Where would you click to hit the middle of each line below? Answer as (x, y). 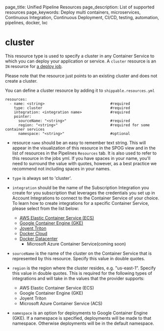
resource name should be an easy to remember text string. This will (79, 143)
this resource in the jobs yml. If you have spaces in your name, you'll (81, 158)
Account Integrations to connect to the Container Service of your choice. (86, 198)
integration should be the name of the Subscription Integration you (81, 187)
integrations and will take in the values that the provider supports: (78, 278)
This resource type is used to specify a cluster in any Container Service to (80, 56)
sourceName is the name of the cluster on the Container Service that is (82, 253)
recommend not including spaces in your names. (61, 169)
